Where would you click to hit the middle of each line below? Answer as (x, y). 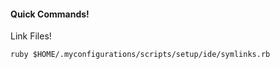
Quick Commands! (50, 14)
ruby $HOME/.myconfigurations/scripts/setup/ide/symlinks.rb (140, 55)
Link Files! (31, 36)
